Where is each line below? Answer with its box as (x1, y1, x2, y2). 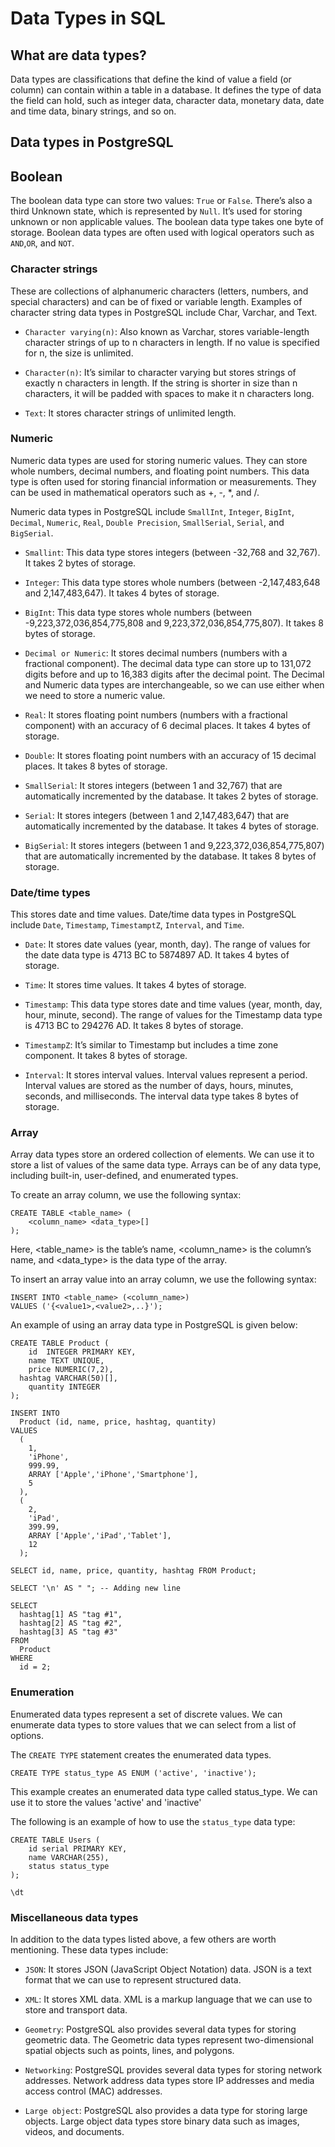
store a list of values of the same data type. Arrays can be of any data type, (10, 1159, 322, 1171)
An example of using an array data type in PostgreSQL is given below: (10, 1319, 298, 1331)
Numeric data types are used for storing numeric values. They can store (10, 454, 308, 466)
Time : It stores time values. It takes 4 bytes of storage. (24, 979, 247, 991)
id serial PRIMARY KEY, (28, 1843, 128, 1854)
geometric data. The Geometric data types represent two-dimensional (24, 2033, 314, 2046)
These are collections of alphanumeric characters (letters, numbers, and (10, 285, 309, 297)
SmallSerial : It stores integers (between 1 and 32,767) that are (24, 779, 283, 791)
